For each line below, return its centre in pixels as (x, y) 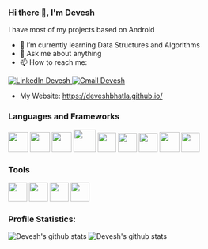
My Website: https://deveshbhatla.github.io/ (91, 96)
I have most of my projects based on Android (81, 30)
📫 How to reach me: (53, 62)
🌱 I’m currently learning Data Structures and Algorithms (110, 45)
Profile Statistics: (42, 219)
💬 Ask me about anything (61, 54)
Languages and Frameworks (64, 116)
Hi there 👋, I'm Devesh (51, 13)
